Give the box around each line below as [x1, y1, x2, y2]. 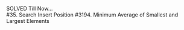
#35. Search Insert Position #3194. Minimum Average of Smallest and [6, 11, 179, 18]
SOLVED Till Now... [6, 5, 53, 12]
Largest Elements [6, 18, 49, 24]
